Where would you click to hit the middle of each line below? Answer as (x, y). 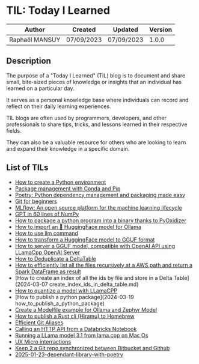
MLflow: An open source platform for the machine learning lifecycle (98, 207)
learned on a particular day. (40, 88)
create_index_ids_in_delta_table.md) (94, 284)
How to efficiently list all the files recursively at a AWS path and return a (104, 265)
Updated (126, 29)
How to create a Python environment (60, 182)
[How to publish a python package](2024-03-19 (74, 297)
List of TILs (27, 168)
